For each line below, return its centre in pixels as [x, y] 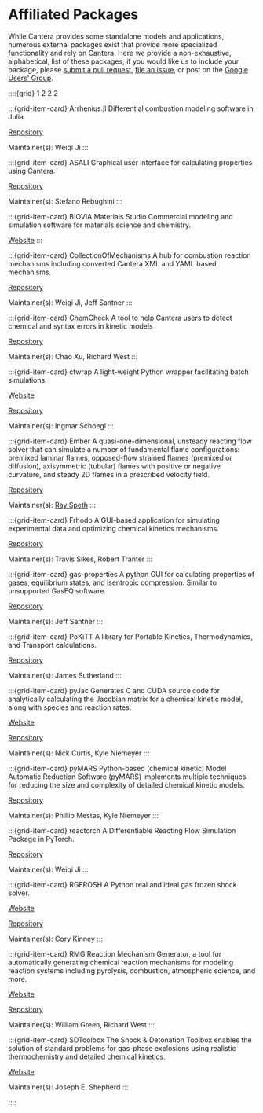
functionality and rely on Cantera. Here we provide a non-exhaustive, [120, 53]
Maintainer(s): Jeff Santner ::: [56, 621]
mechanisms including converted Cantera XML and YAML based [113, 263]
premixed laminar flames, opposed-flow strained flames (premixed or [121, 457]
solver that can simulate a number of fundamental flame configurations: [124, 449]
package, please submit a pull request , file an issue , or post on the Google [128, 69]
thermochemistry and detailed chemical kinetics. [87, 1056]
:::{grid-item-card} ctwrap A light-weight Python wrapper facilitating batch [128, 372]
